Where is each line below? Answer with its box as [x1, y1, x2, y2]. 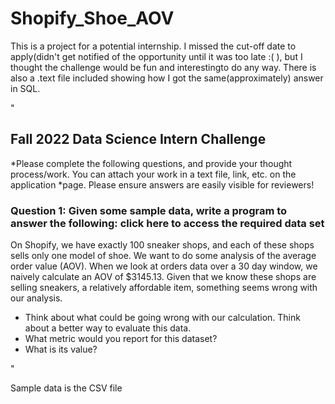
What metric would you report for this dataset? [24, 333, 218, 345]
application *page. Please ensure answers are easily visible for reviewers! [10, 178, 315, 191]
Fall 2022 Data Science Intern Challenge [10, 131, 267, 148]
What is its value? [24, 343, 98, 356]
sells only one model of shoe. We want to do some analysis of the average [10, 250, 317, 262]
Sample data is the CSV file [10, 382, 123, 394]
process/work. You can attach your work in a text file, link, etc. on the [10, 168, 297, 180]
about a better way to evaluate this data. [24, 322, 192, 334]
